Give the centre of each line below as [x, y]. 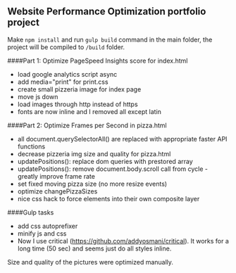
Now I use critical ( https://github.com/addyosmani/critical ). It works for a [123, 241]
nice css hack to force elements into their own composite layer [108, 198]
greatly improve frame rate [56, 176]
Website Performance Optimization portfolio [107, 12]
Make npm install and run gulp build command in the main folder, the [110, 39]
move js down [38, 96]
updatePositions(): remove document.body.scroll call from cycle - [112, 169]
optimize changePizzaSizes [57, 191]
